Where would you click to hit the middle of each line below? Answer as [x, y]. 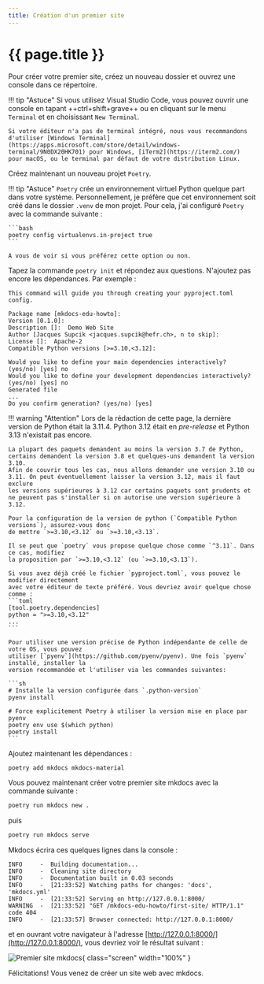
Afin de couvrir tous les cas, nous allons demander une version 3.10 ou [132, 470]
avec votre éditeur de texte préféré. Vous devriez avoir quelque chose [130, 587]
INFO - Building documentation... [73, 865]
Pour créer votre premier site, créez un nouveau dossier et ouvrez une [122, 76]
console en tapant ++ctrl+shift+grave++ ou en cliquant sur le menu [117, 108]
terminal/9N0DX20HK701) [47, 152]
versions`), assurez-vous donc [59, 525]
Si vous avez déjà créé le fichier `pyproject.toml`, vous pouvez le [125, 573]
